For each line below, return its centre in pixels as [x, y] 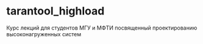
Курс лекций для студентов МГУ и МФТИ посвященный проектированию [102, 28]
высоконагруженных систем [44, 34]
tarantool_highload [55, 11]
